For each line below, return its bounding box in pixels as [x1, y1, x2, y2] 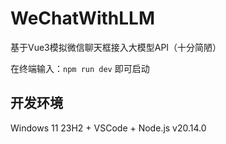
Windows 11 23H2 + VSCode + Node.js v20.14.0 [10, 122, 207, 134]
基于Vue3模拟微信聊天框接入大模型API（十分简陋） [10, 41, 222, 53]
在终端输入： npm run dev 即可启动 [10, 62, 150, 74]
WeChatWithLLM [10, 7, 156, 30]
